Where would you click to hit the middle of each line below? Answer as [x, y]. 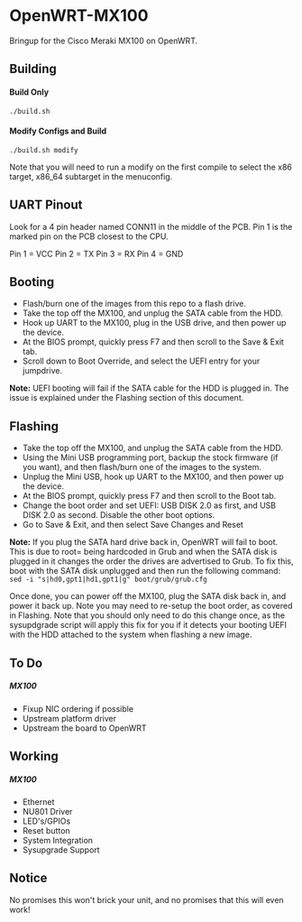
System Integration [57, 840]
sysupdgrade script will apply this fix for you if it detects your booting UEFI [148, 625]
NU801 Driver [47, 811]
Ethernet [38, 802]
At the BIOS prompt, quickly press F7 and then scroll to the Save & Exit [153, 342]
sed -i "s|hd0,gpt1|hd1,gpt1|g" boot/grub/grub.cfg [108, 580]
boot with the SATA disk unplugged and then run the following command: [145, 571]
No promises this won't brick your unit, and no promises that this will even [146, 899]
